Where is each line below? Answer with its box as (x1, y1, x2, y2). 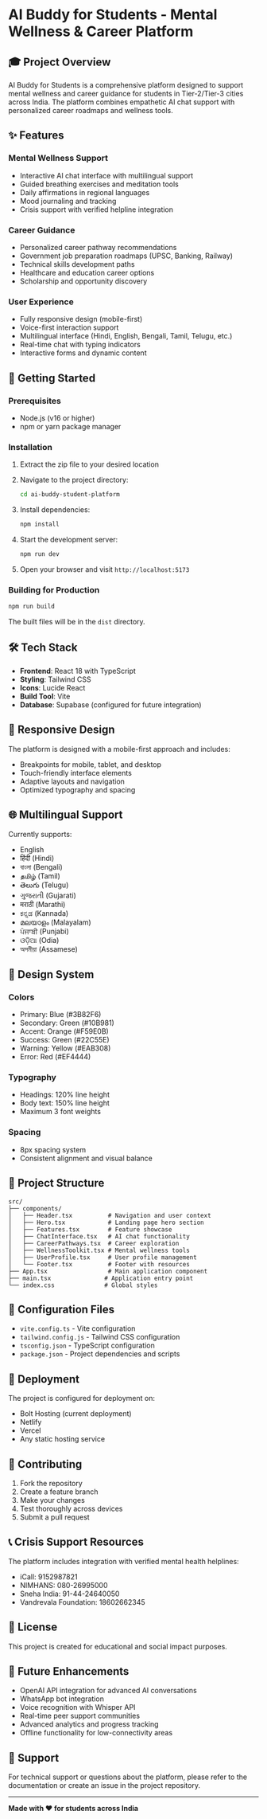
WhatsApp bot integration (19, 1694, 105, 1704)
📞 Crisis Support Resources (8, 1535, 145, 1549)
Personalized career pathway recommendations (19, 242, 177, 252)
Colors (8, 992, 35, 1003)
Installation (8, 441, 53, 452)
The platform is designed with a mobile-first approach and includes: (8, 744, 230, 753)
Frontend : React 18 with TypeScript (19, 666, 137, 675)
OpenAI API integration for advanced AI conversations (19, 1686, 197, 1696)
